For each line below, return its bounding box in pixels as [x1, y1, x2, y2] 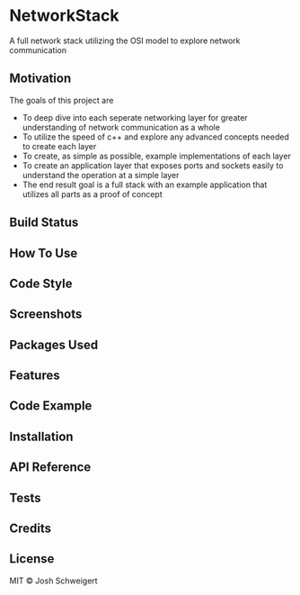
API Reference [9, 460, 92, 475]
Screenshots [9, 307, 83, 322]
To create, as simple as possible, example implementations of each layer [22, 150, 292, 161]
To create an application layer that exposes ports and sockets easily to [22, 159, 284, 171]
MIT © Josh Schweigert [9, 575, 98, 586]
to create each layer [22, 140, 97, 151]
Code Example [9, 398, 93, 414]
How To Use [9, 245, 78, 261]
